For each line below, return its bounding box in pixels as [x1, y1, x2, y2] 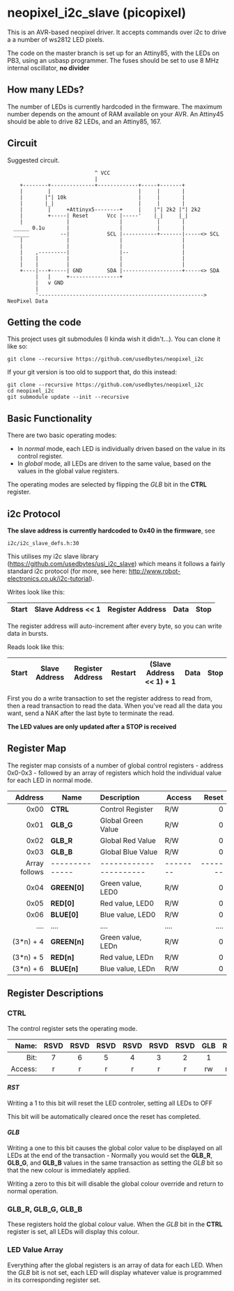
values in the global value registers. [17, 467, 120, 475]
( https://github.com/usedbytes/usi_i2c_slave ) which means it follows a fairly [7, 560, 226, 567]
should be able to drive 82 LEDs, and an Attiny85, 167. [7, 117, 162, 125]
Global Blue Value [100, 847, 158, 857]
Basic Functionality [7, 413, 93, 425]
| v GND [35, 279, 64, 287]
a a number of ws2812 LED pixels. [7, 35, 104, 43]
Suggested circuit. [7, 155, 60, 165]
